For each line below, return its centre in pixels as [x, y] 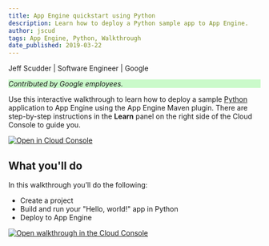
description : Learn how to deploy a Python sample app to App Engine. [128, 23]
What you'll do [45, 165]
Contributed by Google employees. [66, 84]
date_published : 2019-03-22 [55, 46]
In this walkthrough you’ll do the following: [78, 184]
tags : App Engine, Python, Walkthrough [75, 38]
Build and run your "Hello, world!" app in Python [99, 208]
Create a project [46, 200]
